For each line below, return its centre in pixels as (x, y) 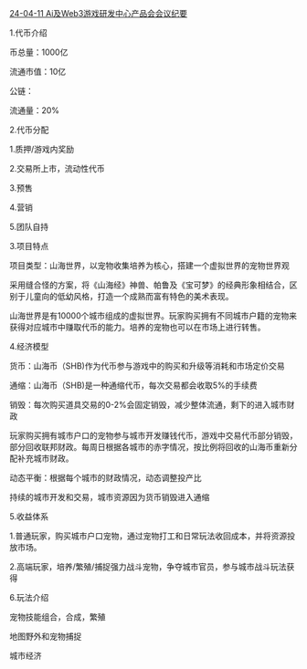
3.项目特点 (29, 246)
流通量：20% (35, 110)
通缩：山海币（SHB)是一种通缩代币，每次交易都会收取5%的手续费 (133, 385)
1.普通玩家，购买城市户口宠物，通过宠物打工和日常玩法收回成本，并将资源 (148, 536)
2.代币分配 (29, 130)
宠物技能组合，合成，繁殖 (58, 617)
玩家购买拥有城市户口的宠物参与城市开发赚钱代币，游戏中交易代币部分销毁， (153, 435)
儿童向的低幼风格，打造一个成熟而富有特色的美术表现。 (129, 296)
